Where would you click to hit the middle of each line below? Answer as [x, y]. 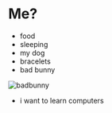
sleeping [34, 44]
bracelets [35, 61]
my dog [32, 53]
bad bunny [37, 69]
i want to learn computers [62, 100]
